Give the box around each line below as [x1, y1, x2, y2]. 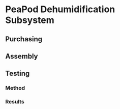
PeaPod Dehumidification [5, 4, 115, 15]
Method [5, 85, 25, 92]
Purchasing [5, 35, 43, 43]
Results [5, 98, 24, 105]
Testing [5, 69, 30, 78]
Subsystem [5, 14, 54, 26]
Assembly [5, 52, 38, 61]
